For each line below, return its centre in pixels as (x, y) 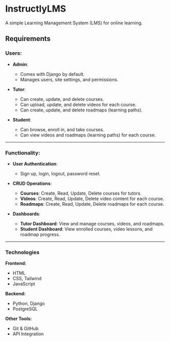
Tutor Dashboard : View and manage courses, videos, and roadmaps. (92, 223)
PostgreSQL (25, 309)
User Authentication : (35, 164)
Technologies (22, 252)
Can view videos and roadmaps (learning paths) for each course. (88, 135)
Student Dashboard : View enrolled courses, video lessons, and (86, 229)
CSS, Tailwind (27, 279)
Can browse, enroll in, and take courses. (62, 129)
